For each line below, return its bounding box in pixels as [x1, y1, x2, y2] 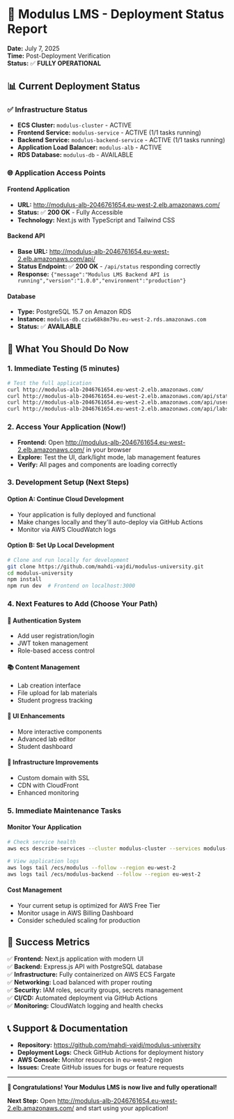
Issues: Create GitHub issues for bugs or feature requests [17, 1063, 185, 1072]
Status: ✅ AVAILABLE [17, 322, 81, 330]
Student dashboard [17, 742, 73, 750]
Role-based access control [17, 646, 95, 655]
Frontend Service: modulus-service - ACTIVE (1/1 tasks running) [17, 128, 202, 137]
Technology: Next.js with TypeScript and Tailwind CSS [17, 215, 175, 224]
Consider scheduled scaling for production [17, 916, 141, 924]
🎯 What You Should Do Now [7, 343, 129, 355]
